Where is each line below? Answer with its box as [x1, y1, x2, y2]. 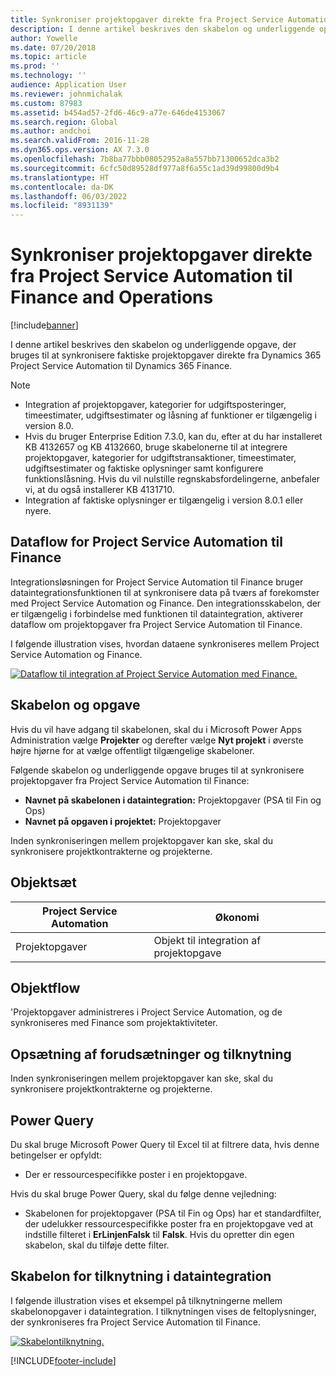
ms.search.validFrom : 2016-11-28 [10, 136, 150, 146]
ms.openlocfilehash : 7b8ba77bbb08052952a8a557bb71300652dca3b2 [10, 154, 280, 164]
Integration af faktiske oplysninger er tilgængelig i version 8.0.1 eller [24, 494, 304, 506]
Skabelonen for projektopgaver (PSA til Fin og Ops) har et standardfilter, [24, 1207, 322, 1219]
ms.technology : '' [10, 71, 87, 81]
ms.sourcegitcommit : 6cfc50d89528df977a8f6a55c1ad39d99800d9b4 [10, 163, 280, 173]
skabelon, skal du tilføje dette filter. [24, 1239, 170, 1251]
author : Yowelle [10, 33, 78, 43]
